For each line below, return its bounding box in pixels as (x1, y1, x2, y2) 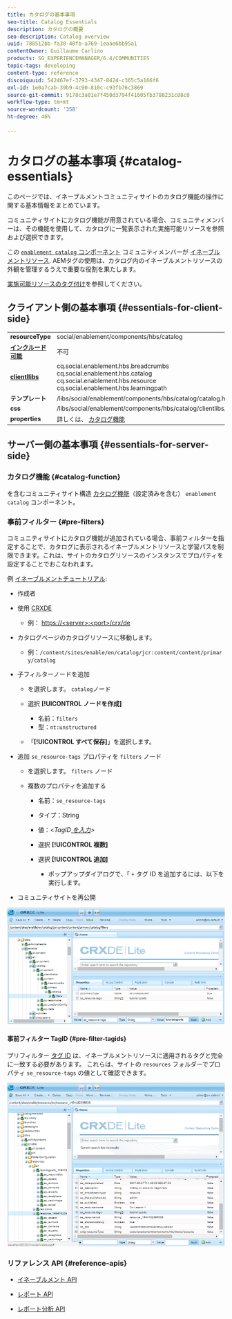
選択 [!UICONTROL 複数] (37, 840, 108, 849)
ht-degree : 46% (7, 113, 51, 120)
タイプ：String (37, 811, 79, 819)
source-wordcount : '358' (7, 106, 79, 113)
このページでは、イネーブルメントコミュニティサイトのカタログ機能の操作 (7, 192, 219, 201)
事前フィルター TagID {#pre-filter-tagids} (7, 1035, 127, 1043)
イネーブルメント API (17, 1275, 77, 1284)
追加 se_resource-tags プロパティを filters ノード (17, 752, 162, 760)
